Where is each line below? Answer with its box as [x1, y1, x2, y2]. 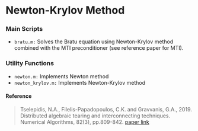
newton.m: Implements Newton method [14, 72, 109, 80]
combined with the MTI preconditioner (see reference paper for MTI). [14, 44, 184, 52]
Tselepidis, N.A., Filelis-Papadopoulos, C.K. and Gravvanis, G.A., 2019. [20, 106, 192, 113]
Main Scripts [5, 25, 43, 33]
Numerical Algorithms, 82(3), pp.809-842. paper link [20, 118, 149, 125]
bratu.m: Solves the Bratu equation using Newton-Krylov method [14, 38, 174, 45]
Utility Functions [5, 59, 55, 68]
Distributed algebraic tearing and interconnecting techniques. [20, 112, 171, 119]
